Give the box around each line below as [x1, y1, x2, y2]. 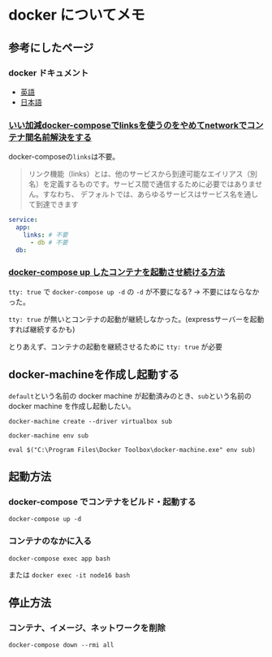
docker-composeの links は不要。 [8, 152, 120, 162]
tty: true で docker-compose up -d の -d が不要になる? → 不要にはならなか [8, 286, 260, 296]
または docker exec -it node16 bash [8, 569, 131, 580]
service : [8, 215, 38, 224]
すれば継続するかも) [8, 324, 76, 334]
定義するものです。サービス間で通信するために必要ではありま [50, 179, 256, 189]
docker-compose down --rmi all [8, 642, 114, 650]
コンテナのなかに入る [8, 536, 92, 547]
